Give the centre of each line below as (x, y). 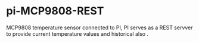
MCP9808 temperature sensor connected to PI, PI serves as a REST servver (99, 27)
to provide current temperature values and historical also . (77, 33)
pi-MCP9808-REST (55, 11)
